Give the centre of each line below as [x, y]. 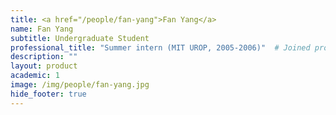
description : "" [44, 57]
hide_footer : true [48, 94]
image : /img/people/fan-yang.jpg [80, 85]
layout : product [44, 66]
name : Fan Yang [42, 29]
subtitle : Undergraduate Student [80, 38]
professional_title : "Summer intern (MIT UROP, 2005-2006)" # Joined [160, 47]
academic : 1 [35, 76]
